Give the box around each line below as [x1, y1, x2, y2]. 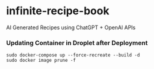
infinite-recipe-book [6, 4, 109, 18]
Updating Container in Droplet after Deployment [6, 39, 148, 47]
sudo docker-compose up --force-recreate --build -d [6, 52, 140, 58]
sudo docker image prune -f [6, 58, 76, 64]
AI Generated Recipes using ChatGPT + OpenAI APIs [6, 24, 136, 31]
